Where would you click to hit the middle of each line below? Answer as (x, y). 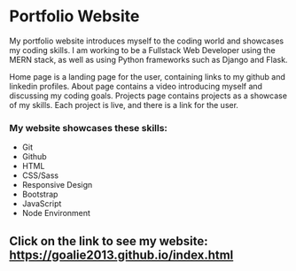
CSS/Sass (40, 175)
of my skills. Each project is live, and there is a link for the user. (124, 105)
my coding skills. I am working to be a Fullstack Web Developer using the (143, 50)
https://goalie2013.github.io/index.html (121, 255)
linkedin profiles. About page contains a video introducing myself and (136, 86)
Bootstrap (40, 194)
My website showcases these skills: (89, 128)
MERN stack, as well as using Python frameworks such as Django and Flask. (148, 59)
